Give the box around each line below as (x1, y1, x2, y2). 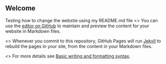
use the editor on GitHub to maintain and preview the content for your (5, 23, 149, 29)
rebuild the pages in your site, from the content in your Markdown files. (5, 43, 152, 49)
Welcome (5, 4, 36, 13)
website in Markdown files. (5, 28, 61, 34)
